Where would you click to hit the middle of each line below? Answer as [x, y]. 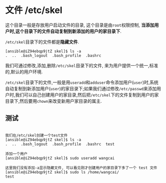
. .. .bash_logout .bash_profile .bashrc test [60, 144]
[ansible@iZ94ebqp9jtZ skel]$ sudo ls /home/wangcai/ [62, 172]
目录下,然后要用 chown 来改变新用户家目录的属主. [54, 101]
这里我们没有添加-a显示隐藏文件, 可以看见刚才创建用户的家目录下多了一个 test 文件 [81, 168]
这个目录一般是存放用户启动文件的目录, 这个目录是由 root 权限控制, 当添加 [80, 25]
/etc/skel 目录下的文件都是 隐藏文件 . [42, 42]
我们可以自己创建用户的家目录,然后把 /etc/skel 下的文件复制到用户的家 [87, 95]
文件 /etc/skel [34, 10]
